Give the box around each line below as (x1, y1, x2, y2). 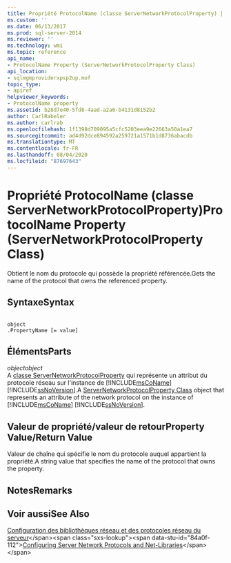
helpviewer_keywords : (7, 94, 70, 101)
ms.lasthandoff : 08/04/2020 (7, 151, 88, 159)
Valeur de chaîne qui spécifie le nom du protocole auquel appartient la (7, 450, 207, 458)
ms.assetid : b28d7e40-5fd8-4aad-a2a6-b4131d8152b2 (7, 106, 156, 113)
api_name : (7, 55, 36, 62)
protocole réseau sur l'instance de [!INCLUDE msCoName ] (7, 379, 172, 387)
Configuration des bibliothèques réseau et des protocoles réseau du (7, 526, 201, 535)
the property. (7, 464, 45, 473)
